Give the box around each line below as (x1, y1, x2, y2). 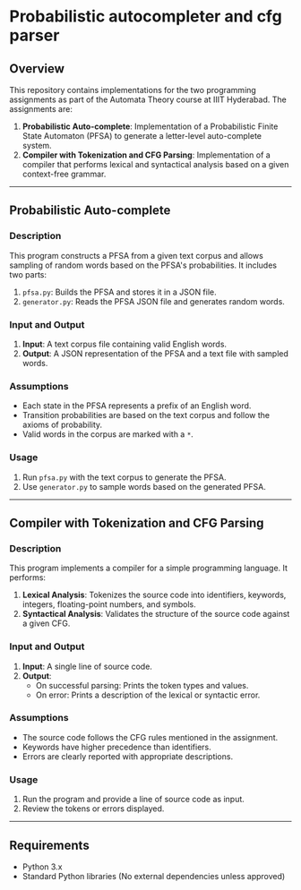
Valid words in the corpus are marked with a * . (21, 429, 194, 440)
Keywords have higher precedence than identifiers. (21, 741, 212, 752)
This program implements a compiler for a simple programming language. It (9, 562, 288, 574)
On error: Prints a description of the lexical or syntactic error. (35, 689, 261, 700)
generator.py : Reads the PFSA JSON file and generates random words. (21, 295, 285, 306)
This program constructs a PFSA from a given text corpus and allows (9, 250, 264, 261)
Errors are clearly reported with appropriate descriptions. (21, 750, 234, 762)
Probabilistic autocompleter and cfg (9, 6, 282, 27)
